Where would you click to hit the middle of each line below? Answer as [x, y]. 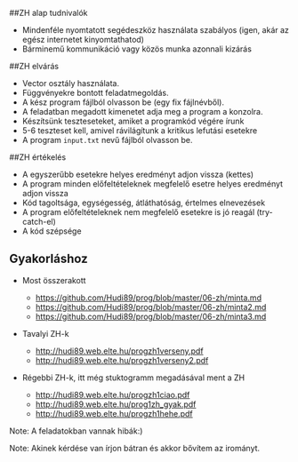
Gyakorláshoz [49, 259]
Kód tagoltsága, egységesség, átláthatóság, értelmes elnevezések [143, 203]
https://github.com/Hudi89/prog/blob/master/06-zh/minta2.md [151, 307]
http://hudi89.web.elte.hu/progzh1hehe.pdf [114, 413]
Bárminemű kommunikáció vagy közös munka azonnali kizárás [137, 49]
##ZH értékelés [38, 157]
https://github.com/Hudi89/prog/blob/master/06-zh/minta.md [149, 298]
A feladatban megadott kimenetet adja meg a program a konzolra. [142, 112]
